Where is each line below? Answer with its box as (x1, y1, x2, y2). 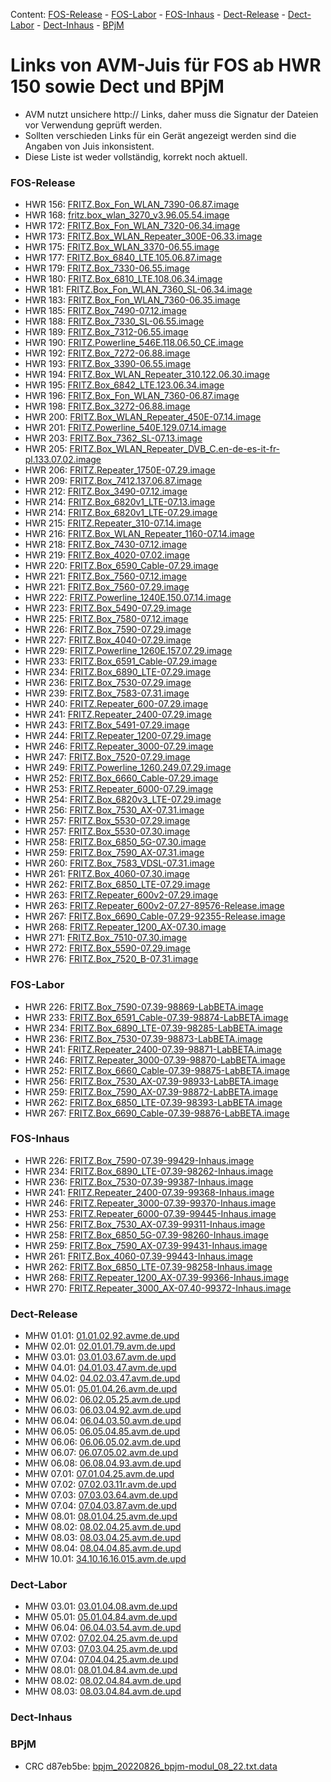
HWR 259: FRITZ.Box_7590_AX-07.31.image (24, 847, 205, 859)
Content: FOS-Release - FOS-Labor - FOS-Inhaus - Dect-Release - (10, 9, 286, 20)
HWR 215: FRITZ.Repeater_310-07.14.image (24, 517, 202, 529)
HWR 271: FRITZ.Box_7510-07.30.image (24, 932, 188, 944)
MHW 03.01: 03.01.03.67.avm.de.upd (24, 1351, 177, 1363)
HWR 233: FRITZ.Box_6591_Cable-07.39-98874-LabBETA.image (24, 1011, 289, 1023)
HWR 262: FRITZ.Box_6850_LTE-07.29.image (24, 879, 211, 891)
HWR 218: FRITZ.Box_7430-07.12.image (24, 539, 188, 551)
